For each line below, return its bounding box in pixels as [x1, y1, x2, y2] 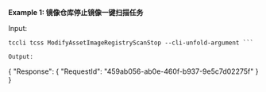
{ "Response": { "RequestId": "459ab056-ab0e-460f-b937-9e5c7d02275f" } [8, 67, 259, 76]
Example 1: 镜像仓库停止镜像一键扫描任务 [8, 8, 144, 17]
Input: [8, 24, 28, 33]
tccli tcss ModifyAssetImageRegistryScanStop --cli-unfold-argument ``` [8, 39, 254, 47]
